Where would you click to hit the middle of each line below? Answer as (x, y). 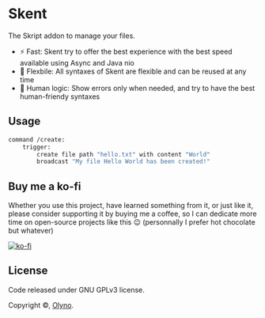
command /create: (37, 139)
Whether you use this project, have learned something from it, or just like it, (131, 206)
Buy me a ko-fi (45, 186)
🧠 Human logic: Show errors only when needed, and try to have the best (137, 88)
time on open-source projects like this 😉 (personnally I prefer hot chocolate (132, 222)
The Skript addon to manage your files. (72, 36)
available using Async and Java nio (77, 62)
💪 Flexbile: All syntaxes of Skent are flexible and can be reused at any (133, 71)
